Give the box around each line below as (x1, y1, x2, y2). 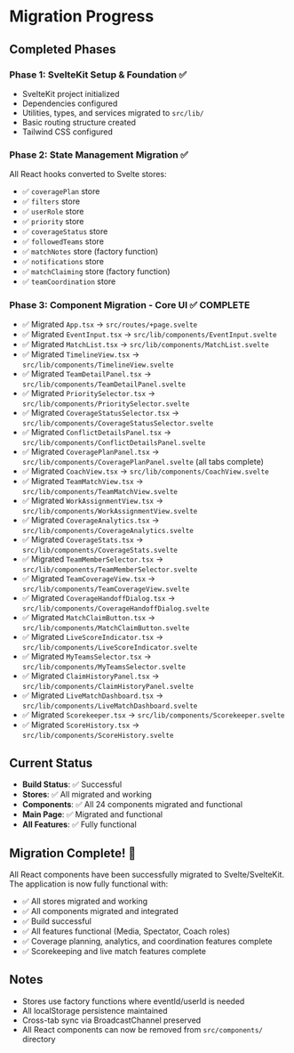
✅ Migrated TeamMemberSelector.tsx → (21, 554, 164, 564)
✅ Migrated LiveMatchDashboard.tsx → (21, 690, 164, 701)
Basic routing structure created (21, 117, 136, 127)
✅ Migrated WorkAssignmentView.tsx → (21, 496, 164, 506)
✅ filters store (21, 196, 81, 207)
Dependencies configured (21, 98, 118, 109)
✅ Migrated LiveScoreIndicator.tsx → (21, 632, 164, 643)
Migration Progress (9, 6, 155, 27)
